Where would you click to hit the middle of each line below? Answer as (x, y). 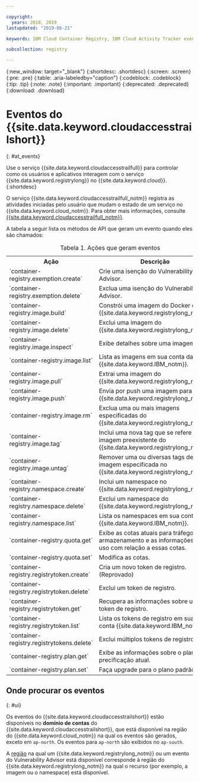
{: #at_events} (23, 156)
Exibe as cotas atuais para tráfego (146, 533)
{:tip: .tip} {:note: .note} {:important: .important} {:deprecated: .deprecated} (98, 84)
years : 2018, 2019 (34, 22)
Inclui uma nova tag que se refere (145, 433)
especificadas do (123, 416)
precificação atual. (125, 660)
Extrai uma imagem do (130, 374)
